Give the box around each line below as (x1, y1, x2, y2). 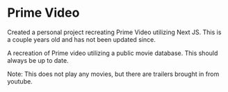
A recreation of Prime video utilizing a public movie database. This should (7, 49, 218, 57)
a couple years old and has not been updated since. (7, 35, 156, 43)
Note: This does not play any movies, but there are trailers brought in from (7, 70, 220, 78)
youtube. (7, 77, 33, 85)
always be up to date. (7, 56, 69, 64)
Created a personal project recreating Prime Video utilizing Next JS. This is (7, 28, 222, 36)
